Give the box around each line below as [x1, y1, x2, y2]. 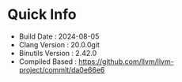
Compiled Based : [18, 57, 77, 66]
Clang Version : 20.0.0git [18, 39, 100, 49]
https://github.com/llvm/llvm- [78, 57, 175, 66]
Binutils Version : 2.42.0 [18, 48, 97, 58]
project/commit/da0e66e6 [18, 65, 105, 74]
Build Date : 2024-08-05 [18, 32, 100, 41]
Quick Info [7, 6, 77, 24]
